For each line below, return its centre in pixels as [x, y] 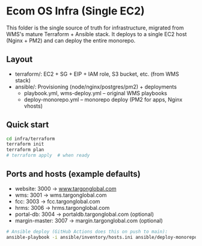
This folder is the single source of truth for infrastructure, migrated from [95, 28]
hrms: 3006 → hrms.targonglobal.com [62, 208]
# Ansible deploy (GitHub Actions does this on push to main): [87, 232]
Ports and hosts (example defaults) [73, 174]
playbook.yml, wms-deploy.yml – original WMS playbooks [95, 93]
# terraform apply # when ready [48, 155]
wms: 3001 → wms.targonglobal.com [61, 195]
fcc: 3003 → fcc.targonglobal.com [57, 201]
